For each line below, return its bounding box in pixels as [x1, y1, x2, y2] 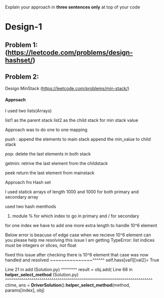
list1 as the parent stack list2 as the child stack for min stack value [5, 117, 139, 123]
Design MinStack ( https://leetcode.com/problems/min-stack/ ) [5, 86, 130, 92]
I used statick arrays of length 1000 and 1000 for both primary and [5, 188, 139, 195]
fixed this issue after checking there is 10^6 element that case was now [5, 252, 149, 257]
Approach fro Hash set [5, 179, 51, 185]
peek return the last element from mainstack [5, 170, 94, 176]
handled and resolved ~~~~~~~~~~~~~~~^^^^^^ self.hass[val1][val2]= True [5, 257, 160, 263]
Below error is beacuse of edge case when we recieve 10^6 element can [5, 232, 151, 238]
